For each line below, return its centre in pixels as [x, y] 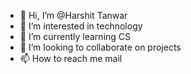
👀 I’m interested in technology [81, 26]
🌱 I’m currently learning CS [75, 36]
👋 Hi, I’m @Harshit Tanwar [73, 15]
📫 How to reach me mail [71, 58]
